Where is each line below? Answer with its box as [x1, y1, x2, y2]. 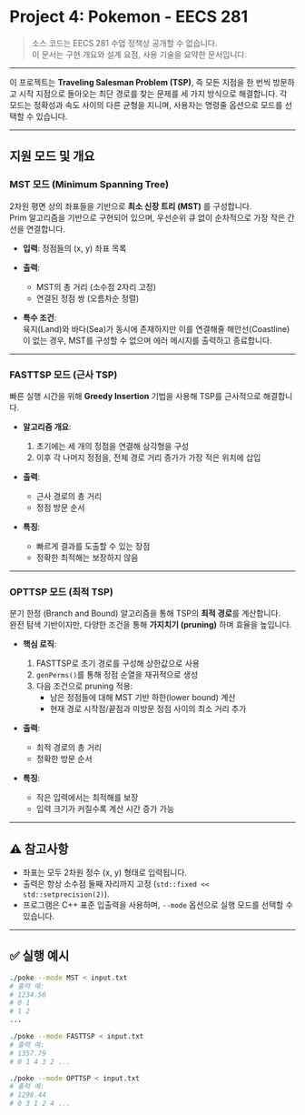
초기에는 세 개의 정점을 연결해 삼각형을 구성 [35, 440, 189, 451]
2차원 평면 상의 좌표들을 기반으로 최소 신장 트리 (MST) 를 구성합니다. [9, 200, 252, 211]
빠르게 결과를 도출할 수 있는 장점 [35, 540, 151, 551]
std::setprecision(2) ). [22, 889, 111, 899]
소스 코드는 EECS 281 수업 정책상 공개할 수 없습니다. [31, 37, 218, 48]
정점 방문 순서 [35, 502, 85, 513]
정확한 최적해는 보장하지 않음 [35, 552, 139, 563]
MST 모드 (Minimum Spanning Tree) [9, 178, 170, 191]
